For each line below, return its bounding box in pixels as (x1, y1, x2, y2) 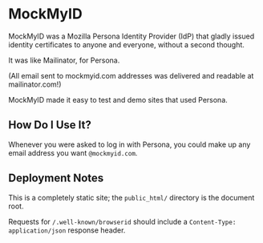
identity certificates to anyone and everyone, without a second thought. (8, 39, 245, 49)
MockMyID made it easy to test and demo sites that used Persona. (8, 95, 229, 104)
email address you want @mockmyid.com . (8, 148, 138, 157)
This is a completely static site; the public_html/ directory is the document (8, 192, 255, 202)
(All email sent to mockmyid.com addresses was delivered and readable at (8, 71, 254, 80)
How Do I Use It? (8, 118, 92, 132)
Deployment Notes (8, 172, 104, 185)
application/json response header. (8, 225, 126, 235)
